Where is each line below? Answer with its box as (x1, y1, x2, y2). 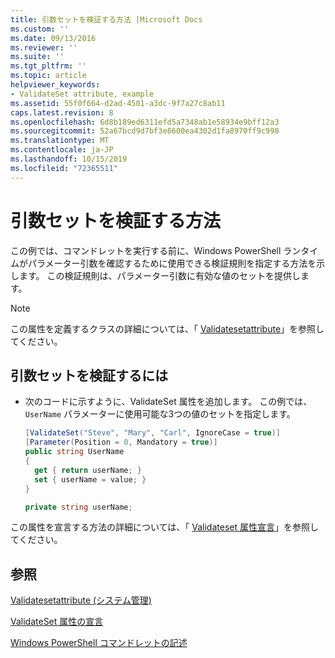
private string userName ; (24, 502, 133, 512)
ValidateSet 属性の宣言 (10, 616, 104, 628)
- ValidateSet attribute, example (10, 89, 155, 99)
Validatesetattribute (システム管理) (10, 594, 152, 606)
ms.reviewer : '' (10, 42, 78, 53)
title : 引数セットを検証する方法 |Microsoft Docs (10, 14, 203, 25)
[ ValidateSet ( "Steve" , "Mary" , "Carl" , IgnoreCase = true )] (24, 428, 281, 438)
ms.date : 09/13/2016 (10, 33, 97, 43)
